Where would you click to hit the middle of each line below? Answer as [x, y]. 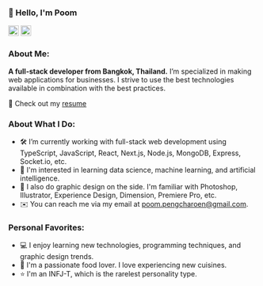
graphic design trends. [57, 257]
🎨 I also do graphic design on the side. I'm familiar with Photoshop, [128, 186]
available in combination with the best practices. [87, 88]
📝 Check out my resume [48, 103]
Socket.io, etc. [43, 161]
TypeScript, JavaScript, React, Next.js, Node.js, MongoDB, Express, [130, 153]
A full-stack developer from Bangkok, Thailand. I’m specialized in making [130, 71]
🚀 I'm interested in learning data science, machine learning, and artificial [137, 170]
